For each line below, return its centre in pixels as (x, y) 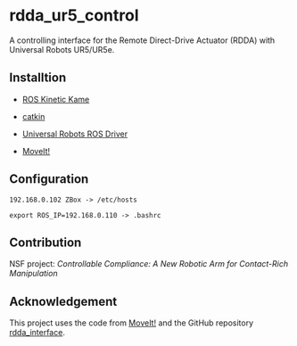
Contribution (45, 242)
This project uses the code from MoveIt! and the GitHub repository (132, 323)
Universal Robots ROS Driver (74, 134)
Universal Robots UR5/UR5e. (62, 49)
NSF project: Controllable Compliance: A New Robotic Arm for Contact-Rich (148, 264)
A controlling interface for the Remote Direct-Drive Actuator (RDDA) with (142, 40)
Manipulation (33, 274)
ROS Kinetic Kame (56, 99)
